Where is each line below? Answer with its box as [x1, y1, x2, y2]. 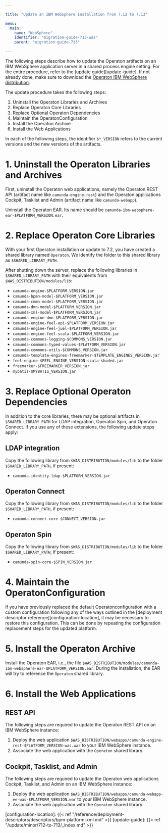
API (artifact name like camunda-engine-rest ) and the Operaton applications [5, 191, 161, 198]
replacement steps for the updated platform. [5, 625, 97, 631]
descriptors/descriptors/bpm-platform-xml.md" [5, 816, 104, 822]
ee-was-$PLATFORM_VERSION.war [12, 797, 77, 802]
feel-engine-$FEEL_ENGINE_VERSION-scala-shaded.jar [12, 358, 124, 363]
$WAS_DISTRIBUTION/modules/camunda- [82, 661, 160, 666]
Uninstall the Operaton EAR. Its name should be [5, 207, 104, 213]
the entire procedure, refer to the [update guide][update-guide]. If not [5, 69, 150, 75]
